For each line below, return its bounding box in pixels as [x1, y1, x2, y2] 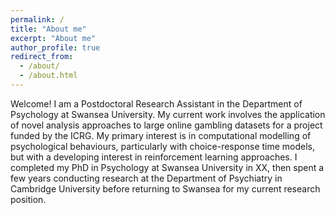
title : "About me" [10, 24, 87, 34]
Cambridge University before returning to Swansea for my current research [10, 182, 321, 195]
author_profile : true [10, 42, 101, 53]
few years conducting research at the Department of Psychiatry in [10, 172, 283, 184]
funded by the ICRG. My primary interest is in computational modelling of [10, 129, 312, 141]
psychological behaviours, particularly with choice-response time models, [10, 140, 316, 152]
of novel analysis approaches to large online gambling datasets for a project [10, 119, 323, 131]
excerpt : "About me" [10, 33, 97, 43]
